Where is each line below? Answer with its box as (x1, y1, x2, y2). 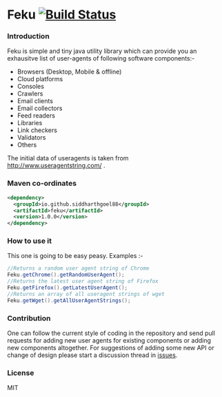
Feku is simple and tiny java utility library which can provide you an (7, 47, 197, 55)
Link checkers (17, 126, 57, 134)
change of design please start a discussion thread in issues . (7, 351, 178, 359)
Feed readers (17, 111, 55, 120)
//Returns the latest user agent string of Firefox (7, 278, 159, 285)
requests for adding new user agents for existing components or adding (7, 336, 212, 344)
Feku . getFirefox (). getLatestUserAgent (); (7, 284, 128, 292)
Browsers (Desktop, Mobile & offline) (17, 67, 122, 76)
